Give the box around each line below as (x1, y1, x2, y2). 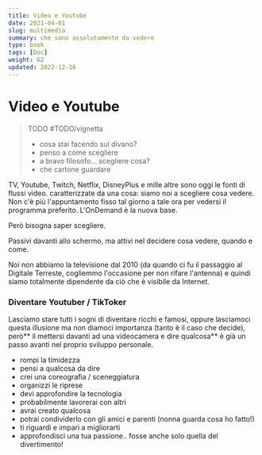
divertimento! (19, 439, 64, 449)
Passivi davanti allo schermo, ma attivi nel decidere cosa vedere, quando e (8, 236, 252, 245)
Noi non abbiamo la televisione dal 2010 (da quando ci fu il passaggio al (8, 260, 243, 269)
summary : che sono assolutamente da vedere (8, 33, 155, 42)
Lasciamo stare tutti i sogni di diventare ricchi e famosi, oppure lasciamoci (8, 314, 251, 324)
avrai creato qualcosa (19, 406, 91, 415)
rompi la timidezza (19, 355, 81, 364)
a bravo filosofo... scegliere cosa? (39, 156, 151, 165)
